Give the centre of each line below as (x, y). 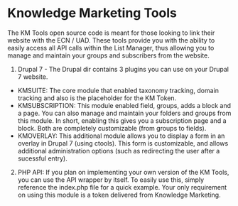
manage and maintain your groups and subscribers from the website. (108, 55)
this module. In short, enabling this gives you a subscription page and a (122, 120)
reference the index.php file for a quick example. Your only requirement (122, 187)
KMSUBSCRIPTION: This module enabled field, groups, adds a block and (124, 105)
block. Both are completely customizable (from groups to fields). (112, 128)
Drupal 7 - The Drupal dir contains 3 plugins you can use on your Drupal (123, 69)
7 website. (33, 77)
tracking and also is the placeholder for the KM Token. (97, 98)
